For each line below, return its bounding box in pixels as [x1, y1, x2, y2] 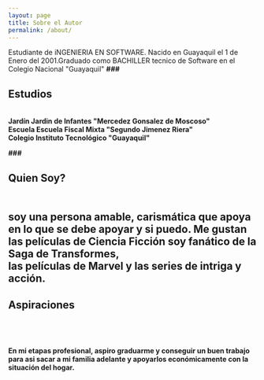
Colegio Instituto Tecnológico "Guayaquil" [8, 133, 151, 142]
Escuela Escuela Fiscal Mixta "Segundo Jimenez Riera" [8, 125, 193, 135]
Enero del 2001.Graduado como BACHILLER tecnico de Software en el [8, 56, 236, 65]
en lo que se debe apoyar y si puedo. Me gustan [8, 222, 247, 236]
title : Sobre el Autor [8, 19, 83, 27]
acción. [8, 271, 46, 285]
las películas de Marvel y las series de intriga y [8, 259, 242, 272]
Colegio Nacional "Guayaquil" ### [8, 65, 121, 74]
